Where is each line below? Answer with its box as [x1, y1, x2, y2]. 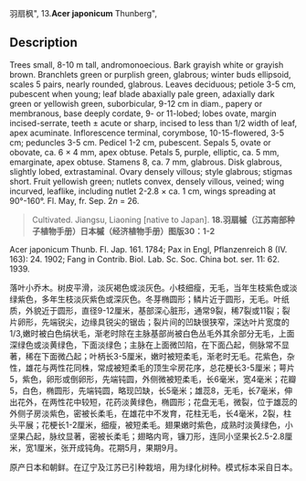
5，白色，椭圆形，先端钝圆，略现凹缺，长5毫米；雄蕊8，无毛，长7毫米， [9, 385, 285, 396]
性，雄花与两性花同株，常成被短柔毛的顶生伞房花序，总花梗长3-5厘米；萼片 [9, 362, 295, 373]
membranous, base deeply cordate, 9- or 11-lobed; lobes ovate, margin [9, 108, 277, 119]
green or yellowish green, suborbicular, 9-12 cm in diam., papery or [9, 98, 263, 109]
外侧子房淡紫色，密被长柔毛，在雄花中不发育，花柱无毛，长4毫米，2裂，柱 [9, 408, 292, 419]
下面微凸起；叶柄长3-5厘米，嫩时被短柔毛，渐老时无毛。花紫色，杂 [40, 350, 295, 361]
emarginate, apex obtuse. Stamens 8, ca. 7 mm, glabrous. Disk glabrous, [9, 156, 282, 167]
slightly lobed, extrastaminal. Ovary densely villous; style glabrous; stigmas [9, 166, 293, 176]
